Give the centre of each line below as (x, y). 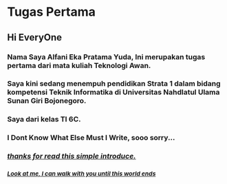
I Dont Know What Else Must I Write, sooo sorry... (91, 138)
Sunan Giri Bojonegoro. (47, 101)
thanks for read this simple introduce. (72, 157)
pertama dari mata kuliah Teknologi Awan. (79, 65)
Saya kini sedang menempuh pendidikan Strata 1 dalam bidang (114, 84)
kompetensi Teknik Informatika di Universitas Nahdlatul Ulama (113, 92)
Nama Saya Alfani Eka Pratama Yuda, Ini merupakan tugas (106, 57)
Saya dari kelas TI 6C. (44, 119)
